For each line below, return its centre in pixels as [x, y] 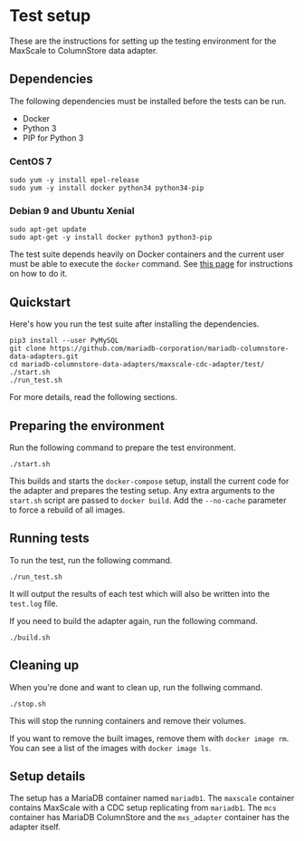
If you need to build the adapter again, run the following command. [133, 621]
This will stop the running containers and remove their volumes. [128, 720]
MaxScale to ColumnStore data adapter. [84, 50]
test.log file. [34, 603]
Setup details [47, 776]
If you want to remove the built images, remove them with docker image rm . [149, 738]
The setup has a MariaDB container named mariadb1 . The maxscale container [152, 798]
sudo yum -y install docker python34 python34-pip [107, 188]
